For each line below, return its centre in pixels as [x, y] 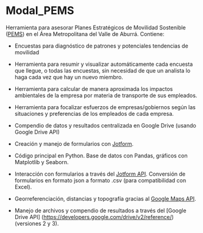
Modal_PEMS [40, 11]
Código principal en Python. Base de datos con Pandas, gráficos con [101, 156]
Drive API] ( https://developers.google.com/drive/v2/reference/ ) [94, 217]
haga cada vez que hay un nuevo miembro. [69, 77]
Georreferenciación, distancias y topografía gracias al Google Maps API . [105, 198]
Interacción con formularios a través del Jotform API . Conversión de [100, 174]
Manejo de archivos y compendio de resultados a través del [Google [100, 210]
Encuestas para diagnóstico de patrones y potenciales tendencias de [101, 46]
